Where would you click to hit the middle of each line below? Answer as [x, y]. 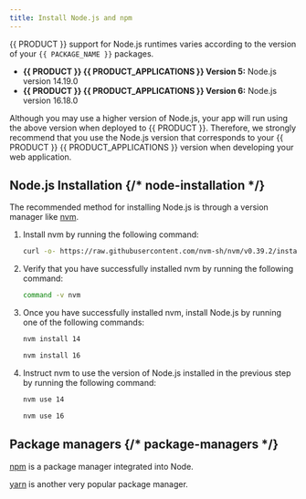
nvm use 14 [43, 399]
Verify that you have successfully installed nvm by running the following [158, 269]
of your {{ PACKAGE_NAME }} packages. [82, 53]
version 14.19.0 [50, 81]
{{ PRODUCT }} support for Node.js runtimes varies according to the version [153, 44]
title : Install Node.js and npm [71, 18]
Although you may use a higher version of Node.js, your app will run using [149, 118]
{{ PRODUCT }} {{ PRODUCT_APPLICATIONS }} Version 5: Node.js [149, 71]
